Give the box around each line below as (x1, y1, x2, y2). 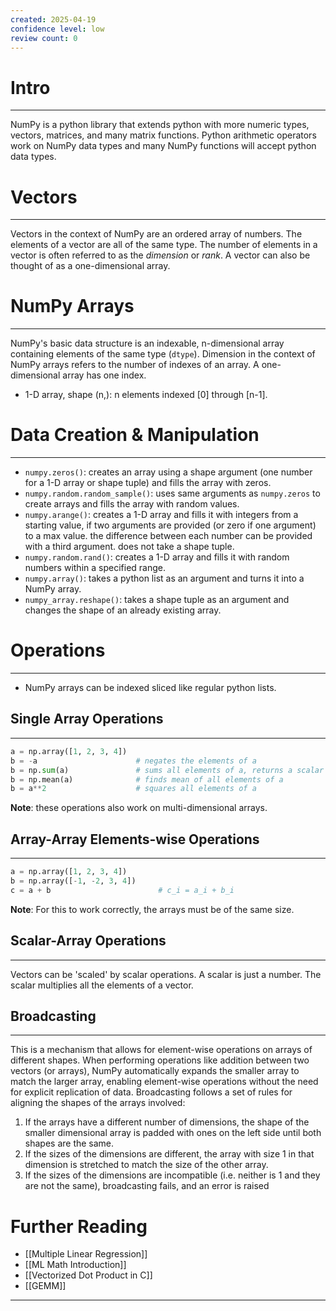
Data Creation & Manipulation (10, 424, 260, 446)
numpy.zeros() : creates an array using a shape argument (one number (24, 466, 313, 478)
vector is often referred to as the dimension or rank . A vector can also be (10, 249, 311, 261)
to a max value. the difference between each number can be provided (24, 530, 313, 542)
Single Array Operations (10, 711, 164, 728)
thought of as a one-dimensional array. (10, 260, 171, 272)
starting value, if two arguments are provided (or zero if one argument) (24, 519, 317, 531)
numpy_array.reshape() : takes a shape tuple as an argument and (24, 594, 290, 606)
